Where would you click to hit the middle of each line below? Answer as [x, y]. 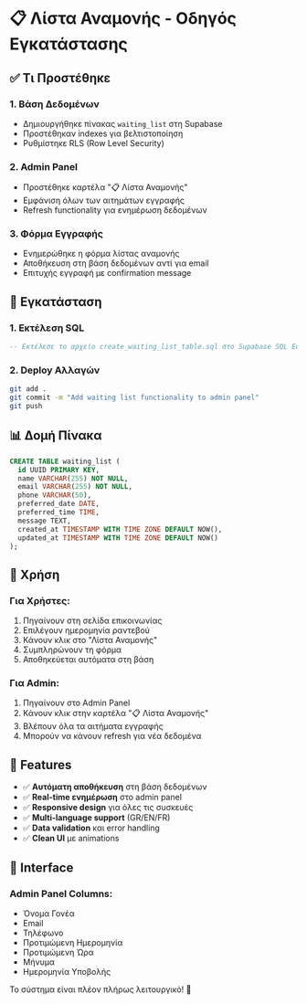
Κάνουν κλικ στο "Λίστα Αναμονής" [90, 640]
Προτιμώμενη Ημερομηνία [73, 942]
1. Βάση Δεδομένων [55, 104]
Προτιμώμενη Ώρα [58, 952]
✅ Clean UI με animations [71, 839]
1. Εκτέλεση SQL [47, 328]
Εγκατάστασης [69, 44]
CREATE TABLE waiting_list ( [65, 461]
